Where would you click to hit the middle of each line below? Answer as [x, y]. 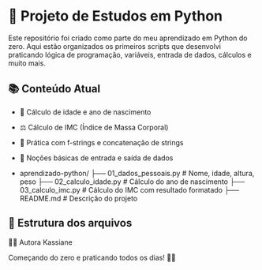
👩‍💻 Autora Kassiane [40, 242]
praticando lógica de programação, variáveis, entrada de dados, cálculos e [130, 54]
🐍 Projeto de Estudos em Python [116, 16]
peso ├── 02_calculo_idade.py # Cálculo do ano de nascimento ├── [132, 182]
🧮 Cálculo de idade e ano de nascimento [85, 112]
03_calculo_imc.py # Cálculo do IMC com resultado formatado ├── [129, 189]
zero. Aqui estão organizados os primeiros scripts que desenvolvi [114, 46]
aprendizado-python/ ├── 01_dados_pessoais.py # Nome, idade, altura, [137, 173]
